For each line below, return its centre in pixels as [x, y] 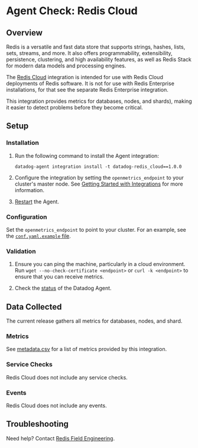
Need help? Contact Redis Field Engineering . [61, 438]
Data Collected [34, 306]
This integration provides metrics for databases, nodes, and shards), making [99, 101]
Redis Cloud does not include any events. [57, 405]
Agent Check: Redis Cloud [72, 11]
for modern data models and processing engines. [66, 66]
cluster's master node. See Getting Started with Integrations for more [99, 184]
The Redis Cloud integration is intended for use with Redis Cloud [85, 77]
